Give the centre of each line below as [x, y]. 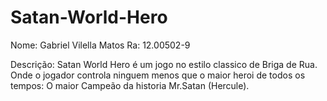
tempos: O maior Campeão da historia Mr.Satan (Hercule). [130, 85]
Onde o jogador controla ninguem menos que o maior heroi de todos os [158, 75]
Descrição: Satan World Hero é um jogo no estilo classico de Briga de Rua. [164, 64]
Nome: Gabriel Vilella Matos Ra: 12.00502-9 [100, 45]
